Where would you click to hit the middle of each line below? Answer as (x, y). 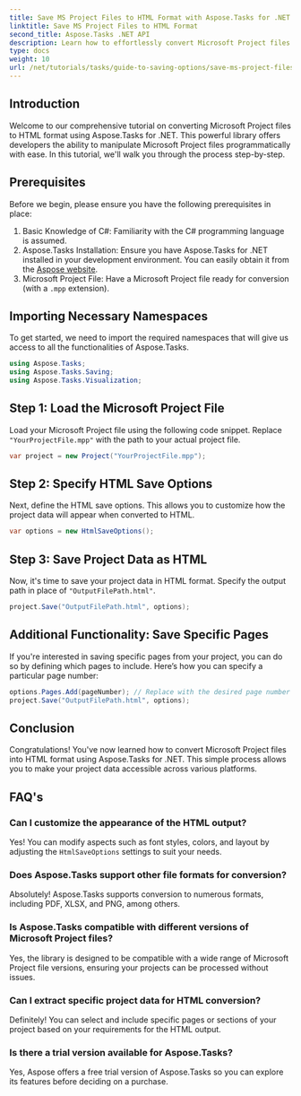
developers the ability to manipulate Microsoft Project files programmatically (150, 144)
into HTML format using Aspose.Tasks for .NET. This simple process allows (148, 760)
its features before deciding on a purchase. (89, 1082)
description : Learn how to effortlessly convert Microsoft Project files (150, 43)
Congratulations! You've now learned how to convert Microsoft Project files (148, 750)
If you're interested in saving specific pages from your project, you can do (146, 657)
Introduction (45, 104)
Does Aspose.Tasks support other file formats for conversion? (148, 874)
